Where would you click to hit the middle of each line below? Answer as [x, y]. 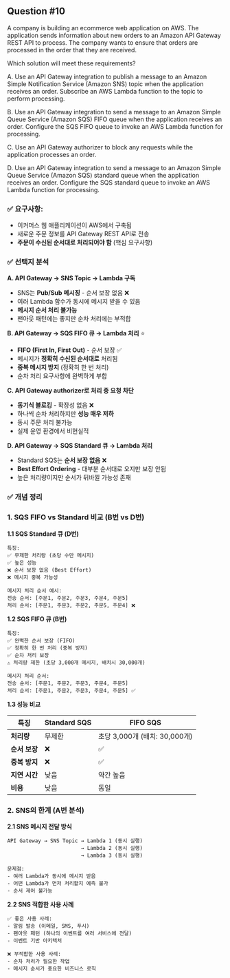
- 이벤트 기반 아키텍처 [35, 940]
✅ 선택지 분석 [28, 262]
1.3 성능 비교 [24, 704]
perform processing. [36, 98]
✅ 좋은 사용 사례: [30, 919]
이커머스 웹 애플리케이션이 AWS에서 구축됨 [74, 225]
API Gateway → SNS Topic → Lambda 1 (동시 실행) [75, 841]
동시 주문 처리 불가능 [45, 422]
